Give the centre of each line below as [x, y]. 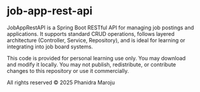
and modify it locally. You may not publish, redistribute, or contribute [92, 65]
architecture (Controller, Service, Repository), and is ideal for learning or [96, 40]
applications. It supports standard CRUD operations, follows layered [91, 33]
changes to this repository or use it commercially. [68, 70]
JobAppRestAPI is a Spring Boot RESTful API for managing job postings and [101, 27]
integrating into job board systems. [50, 47]
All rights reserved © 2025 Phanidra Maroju [61, 82]
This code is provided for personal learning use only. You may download [96, 58]
